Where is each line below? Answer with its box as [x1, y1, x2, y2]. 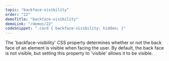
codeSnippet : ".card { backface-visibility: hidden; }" [5, 26, 126, 31]
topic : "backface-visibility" [5, 7, 70, 12]
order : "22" [5, 12, 30, 17]
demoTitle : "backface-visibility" [5, 16, 79, 21]
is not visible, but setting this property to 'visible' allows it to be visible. [5, 50, 153, 56]
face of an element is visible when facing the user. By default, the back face [5, 45, 164, 51]
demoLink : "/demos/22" [5, 21, 53, 26]
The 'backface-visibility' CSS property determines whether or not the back [5, 39, 162, 45]
